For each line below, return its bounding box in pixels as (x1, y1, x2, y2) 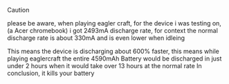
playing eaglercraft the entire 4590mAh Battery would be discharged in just (7, 54, 222, 63)
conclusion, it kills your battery (7, 69, 95, 77)
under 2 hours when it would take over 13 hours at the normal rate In (7, 62, 202, 70)
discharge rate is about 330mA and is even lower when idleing (7, 34, 185, 42)
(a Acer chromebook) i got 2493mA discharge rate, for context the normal (7, 27, 218, 34)
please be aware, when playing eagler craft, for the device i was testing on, (7, 19, 221, 27)
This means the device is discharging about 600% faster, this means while (7, 48, 219, 55)
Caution (7, 6, 30, 14)
